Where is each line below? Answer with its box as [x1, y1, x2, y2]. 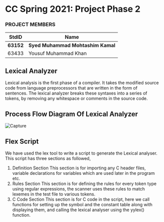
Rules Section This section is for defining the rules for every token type [12, 181, 157, 187]
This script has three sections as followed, [5, 155, 91, 161]
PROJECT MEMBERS [5, 21, 56, 28]
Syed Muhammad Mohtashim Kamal [28, 42, 116, 49]
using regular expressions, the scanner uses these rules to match [12, 186, 145, 191]
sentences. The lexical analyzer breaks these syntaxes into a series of [5, 90, 148, 96]
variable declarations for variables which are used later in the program [12, 170, 155, 176]
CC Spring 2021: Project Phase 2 [5, 3, 141, 15]
